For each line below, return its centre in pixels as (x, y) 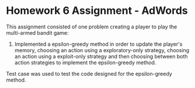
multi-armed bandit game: (37, 32)
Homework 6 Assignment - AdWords (97, 11)
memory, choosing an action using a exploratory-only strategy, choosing (102, 50)
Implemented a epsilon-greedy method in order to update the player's (98, 44)
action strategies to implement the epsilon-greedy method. (85, 63)
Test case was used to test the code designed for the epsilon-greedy (89, 74)
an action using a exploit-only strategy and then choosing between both (101, 56)
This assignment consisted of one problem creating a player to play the (92, 27)
